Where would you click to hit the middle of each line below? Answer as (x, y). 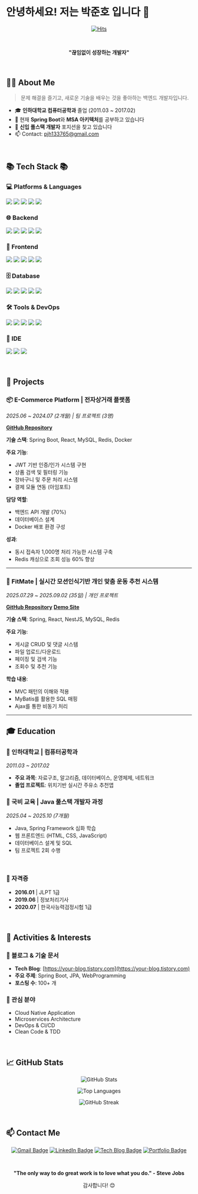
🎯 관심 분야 (21, 999)
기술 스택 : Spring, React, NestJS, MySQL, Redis (63, 619)
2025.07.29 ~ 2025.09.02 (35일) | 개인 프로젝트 (62, 595)
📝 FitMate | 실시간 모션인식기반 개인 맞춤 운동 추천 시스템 (82, 581)
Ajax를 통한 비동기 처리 (41, 706)
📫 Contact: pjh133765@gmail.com (57, 134)
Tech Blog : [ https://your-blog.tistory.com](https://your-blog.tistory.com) (102, 968)
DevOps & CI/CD (35, 1025)
